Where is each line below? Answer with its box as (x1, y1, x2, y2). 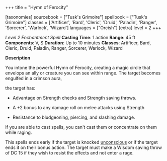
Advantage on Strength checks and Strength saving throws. (12, 95, 137, 101)
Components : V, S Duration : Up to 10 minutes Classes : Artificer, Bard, (5, 40, 151, 46)
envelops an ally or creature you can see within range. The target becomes (5, 70, 161, 76)
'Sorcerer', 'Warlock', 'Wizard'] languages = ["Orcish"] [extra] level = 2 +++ (5, 25, 162, 31)
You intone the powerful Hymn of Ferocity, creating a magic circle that (5, 65, 151, 70)
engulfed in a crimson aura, (5, 75, 62, 81)
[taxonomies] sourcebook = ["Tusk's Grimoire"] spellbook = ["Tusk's (5, 14, 147, 20)
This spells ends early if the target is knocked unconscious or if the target (5, 139, 158, 145)
